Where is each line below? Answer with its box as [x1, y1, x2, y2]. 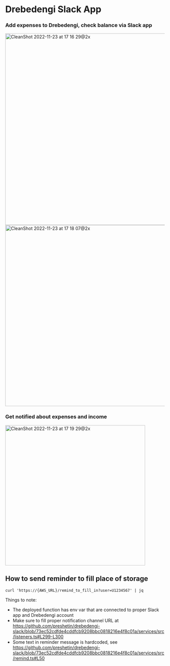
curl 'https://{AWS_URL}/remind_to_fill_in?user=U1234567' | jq [5, 588, 144, 593]
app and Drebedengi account [12, 612, 74, 618]
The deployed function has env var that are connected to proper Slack [12, 607, 159, 613]
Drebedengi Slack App [5, 4, 102, 15]
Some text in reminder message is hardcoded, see [12, 639, 118, 645]
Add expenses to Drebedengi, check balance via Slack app [5, 22, 153, 29]
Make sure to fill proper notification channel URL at [12, 617, 119, 623]
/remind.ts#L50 [12, 655, 45, 661]
